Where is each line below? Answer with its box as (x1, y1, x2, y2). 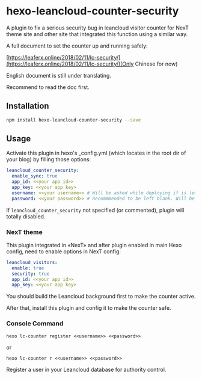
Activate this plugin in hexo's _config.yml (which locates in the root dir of (6, 149, 186, 157)
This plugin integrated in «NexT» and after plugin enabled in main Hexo (6, 241, 182, 248)
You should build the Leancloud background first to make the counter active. (6, 293, 196, 300)
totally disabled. (6, 212, 46, 220)
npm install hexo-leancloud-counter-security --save (6, 117, 141, 123)
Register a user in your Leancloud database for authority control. (6, 366, 167, 373)
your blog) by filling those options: (6, 156, 91, 163)
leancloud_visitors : (6, 259, 58, 265)
